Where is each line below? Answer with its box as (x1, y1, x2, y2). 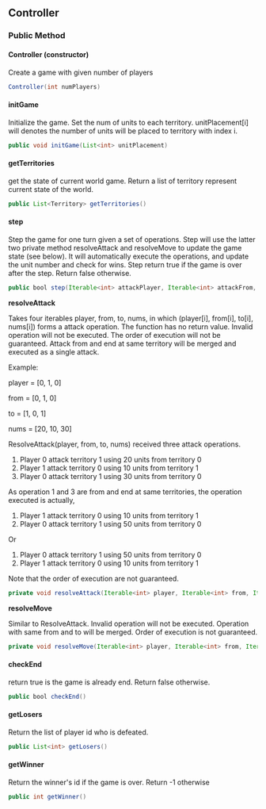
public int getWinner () (8, 792, 87, 800)
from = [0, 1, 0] (8, 393, 57, 403)
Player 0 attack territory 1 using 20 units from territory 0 (19, 454, 202, 464)
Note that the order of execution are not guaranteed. (8, 573, 180, 583)
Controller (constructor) (8, 49, 89, 59)
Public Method (8, 30, 66, 41)
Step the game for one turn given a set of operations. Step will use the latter (8, 234, 256, 244)
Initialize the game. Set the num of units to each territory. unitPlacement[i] (8, 117, 249, 127)
